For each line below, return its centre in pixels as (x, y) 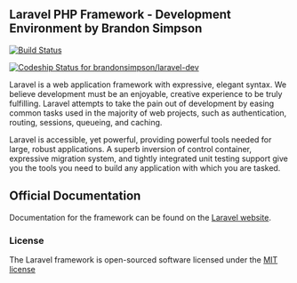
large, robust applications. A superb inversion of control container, (130, 149)
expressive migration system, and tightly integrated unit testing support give (149, 158)
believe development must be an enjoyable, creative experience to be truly (146, 93)
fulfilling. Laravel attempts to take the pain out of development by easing (142, 103)
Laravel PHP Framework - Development (120, 15)
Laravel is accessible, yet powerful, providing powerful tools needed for (140, 139)
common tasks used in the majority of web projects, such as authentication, (148, 113)
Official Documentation (75, 196)
